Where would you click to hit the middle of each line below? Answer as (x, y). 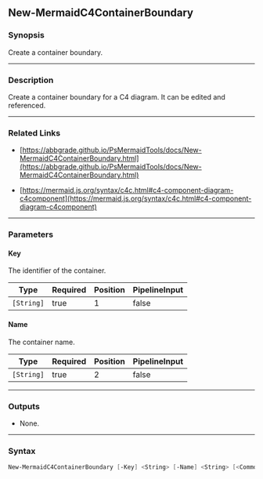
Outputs (24, 406)
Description (31, 80)
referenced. (27, 105)
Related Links (34, 132)
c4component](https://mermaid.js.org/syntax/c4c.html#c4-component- (135, 198)
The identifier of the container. (57, 270)
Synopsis (26, 35)
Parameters (31, 234)
